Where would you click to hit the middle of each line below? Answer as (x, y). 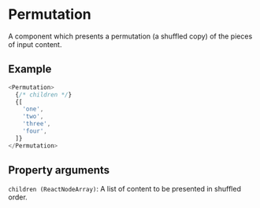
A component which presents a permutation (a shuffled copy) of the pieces (130, 36)
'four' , (35, 131)
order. (18, 197)
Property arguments (59, 170)
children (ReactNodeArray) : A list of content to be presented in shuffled (125, 189)
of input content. (35, 44)
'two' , (33, 117)
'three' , (37, 124)
